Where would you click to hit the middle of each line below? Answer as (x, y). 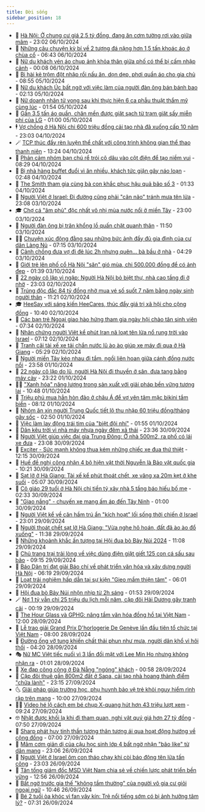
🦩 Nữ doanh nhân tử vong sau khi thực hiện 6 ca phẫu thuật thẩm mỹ (102, 100)
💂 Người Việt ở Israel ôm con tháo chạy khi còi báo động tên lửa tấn (100, 757)
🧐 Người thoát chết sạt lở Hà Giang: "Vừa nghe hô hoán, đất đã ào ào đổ (106, 527)
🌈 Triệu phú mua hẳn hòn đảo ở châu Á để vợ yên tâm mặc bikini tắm (102, 397)
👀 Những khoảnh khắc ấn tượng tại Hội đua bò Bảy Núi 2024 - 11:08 (100, 540)
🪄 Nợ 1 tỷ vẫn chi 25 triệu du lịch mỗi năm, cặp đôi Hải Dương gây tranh (106, 599)
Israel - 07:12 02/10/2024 (47, 339)
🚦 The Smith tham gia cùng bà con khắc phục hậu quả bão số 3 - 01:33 (104, 184)
